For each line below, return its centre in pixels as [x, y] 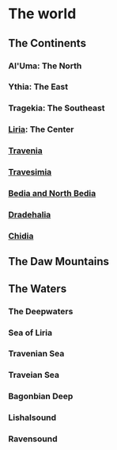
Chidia [21, 236]
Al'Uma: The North [45, 66]
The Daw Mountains [58, 262]
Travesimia [30, 172]
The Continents [47, 43]
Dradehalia [30, 214]
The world [42, 14]
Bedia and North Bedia [52, 194]
